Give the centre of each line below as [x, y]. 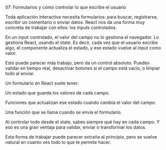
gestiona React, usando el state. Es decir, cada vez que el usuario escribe [82, 42]
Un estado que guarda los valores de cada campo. [58, 93]
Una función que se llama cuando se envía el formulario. [64, 112]
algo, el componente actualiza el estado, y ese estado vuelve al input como [83, 48]
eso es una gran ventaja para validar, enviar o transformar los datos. [76, 127]
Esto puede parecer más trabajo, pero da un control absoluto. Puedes [77, 63]
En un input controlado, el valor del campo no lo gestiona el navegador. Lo [82, 37]
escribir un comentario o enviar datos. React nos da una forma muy [75, 22]
